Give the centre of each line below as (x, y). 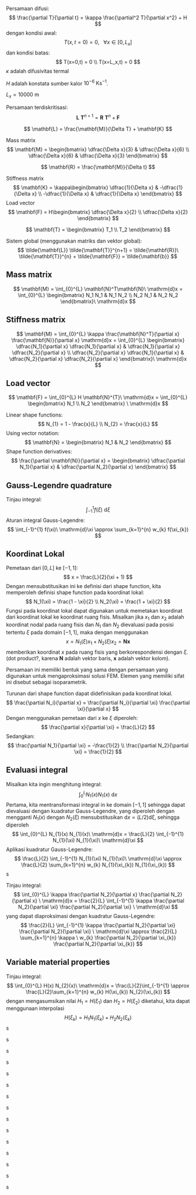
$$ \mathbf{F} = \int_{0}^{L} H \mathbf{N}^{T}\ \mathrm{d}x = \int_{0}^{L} (98, 397)
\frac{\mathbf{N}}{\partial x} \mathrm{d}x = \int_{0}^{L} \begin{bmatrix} (98, 340)
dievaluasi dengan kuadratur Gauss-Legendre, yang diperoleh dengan (90, 811)
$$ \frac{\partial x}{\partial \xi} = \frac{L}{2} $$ (98, 727)
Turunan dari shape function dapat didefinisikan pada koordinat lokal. (90, 693)
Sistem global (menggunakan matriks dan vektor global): (74, 241)
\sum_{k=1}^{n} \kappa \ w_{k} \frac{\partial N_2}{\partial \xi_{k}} (98, 937)
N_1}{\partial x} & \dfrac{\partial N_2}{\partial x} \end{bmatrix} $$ (98, 467)
